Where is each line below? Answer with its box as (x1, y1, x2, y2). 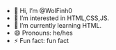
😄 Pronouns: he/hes (13, 28, 73, 37)
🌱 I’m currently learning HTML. (13, 22, 102, 29)
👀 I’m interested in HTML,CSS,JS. (13, 14, 110, 22)
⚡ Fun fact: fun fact (13, 37, 69, 44)
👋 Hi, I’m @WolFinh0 (13, 7, 73, 15)
